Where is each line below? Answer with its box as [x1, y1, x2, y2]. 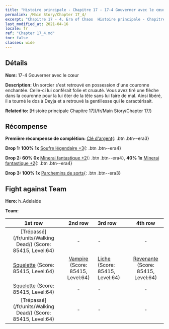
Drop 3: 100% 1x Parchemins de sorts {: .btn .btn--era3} [5, 170, 121, 176]
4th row [136, 220, 155, 227]
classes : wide [5, 40, 35, 45]
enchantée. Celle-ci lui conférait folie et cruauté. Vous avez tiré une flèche [5, 87, 159, 93]
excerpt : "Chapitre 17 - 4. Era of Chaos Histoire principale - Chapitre [5, 17, 165, 22]
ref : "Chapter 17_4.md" [5, 31, 55, 36]
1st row [24, 220, 43, 227]
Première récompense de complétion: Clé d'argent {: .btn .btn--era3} [5, 135, 149, 141]
